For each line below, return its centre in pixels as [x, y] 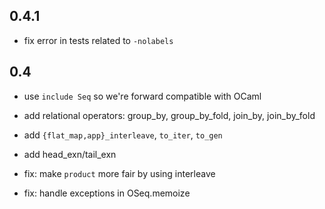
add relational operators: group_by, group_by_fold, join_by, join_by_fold [169, 115]
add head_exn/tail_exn [70, 154]
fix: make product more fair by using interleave [119, 173]
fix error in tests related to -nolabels [98, 40]
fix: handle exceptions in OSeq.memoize [107, 193]
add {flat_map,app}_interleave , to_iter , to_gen [123, 135]
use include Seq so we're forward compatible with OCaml [142, 96]
